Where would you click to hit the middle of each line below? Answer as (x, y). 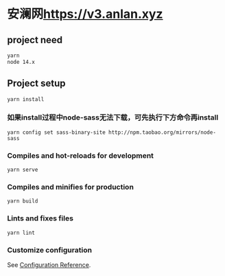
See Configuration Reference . (49, 265)
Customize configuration (50, 250)
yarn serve (23, 170)
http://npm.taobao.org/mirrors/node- (162, 132)
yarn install (26, 99)
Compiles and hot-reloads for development (81, 155)
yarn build (23, 201)
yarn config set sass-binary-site (57, 132)
